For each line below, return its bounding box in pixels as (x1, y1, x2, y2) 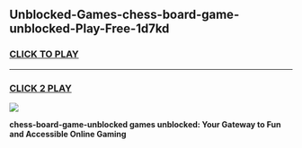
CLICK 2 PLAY (9, 82, 72, 94)
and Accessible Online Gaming (9, 128, 127, 139)
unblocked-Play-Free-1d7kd (9, 22, 170, 37)
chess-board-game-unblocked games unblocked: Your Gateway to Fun (9, 118, 281, 129)
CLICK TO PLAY (9, 48, 79, 61)
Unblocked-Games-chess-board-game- (9, 7, 240, 22)
